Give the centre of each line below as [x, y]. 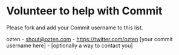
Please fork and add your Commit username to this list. [75, 27]
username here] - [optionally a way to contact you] [70, 45]
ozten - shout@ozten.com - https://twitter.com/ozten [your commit [90, 39]
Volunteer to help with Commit [84, 11]
